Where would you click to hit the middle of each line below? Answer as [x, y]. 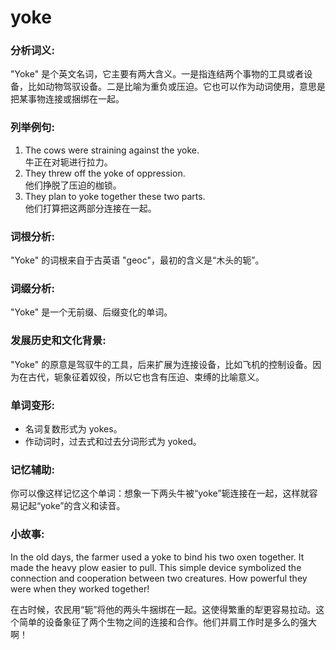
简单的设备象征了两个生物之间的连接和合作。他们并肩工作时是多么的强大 [167, 622]
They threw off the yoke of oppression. [105, 173]
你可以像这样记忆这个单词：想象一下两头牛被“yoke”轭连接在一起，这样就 [160, 493]
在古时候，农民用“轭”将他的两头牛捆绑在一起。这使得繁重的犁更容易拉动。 [163, 609]
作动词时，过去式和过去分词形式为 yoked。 [113, 441]
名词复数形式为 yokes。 [73, 428]
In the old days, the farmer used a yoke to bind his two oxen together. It [157, 557]
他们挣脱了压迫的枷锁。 [73, 185]
